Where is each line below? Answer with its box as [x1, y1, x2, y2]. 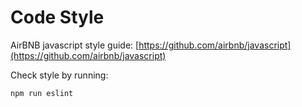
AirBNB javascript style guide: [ [10, 39, 140, 51]
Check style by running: [10, 69, 109, 81]
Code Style [10, 6, 105, 29]
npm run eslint [10, 88, 74, 98]
